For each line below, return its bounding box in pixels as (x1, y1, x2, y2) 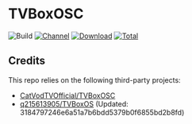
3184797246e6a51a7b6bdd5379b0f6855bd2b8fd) (19, 107, 185, 117)
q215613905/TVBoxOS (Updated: (19, 99, 129, 108)
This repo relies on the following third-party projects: (8, 75, 181, 84)
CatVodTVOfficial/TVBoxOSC (19, 91, 116, 100)
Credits (8, 54, 46, 68)
